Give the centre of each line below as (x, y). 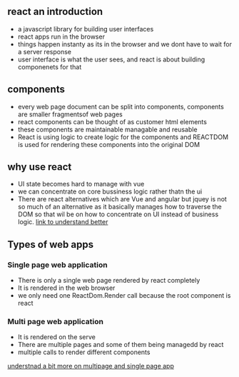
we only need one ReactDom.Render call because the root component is (124, 296)
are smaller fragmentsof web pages (70, 114)
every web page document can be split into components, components (121, 106)
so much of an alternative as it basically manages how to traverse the (120, 207)
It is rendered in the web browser (66, 288)
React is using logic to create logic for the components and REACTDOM (123, 137)
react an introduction (55, 12)
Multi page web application (55, 322)
